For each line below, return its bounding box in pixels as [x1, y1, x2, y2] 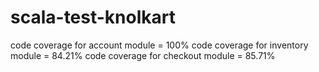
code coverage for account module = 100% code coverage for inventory [10, 39, 309, 51]
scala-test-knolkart [10, 6, 176, 29]
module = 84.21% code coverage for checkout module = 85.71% [10, 49, 276, 61]
